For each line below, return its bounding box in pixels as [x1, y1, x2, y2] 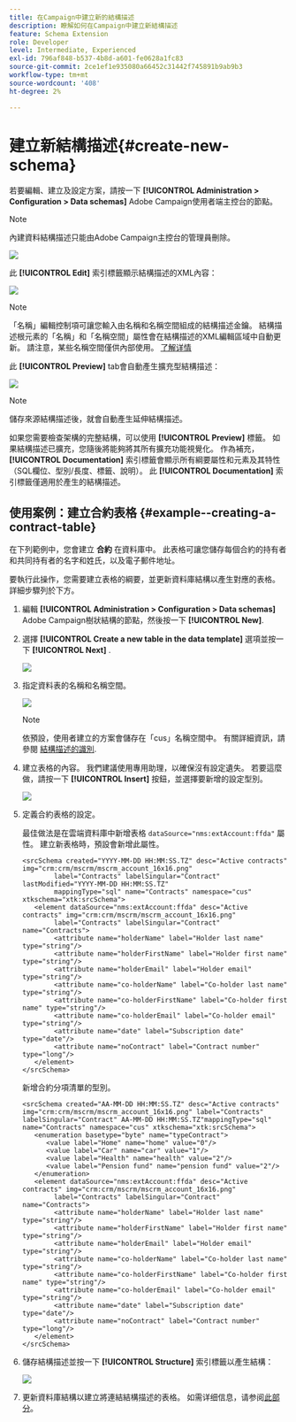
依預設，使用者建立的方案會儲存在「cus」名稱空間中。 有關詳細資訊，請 [21, 733, 285, 743]
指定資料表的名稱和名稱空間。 [21, 680, 131, 691]
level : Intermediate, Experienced [9, 46, 137, 55]
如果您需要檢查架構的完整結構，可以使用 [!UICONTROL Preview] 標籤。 [9, 433, 271, 443]
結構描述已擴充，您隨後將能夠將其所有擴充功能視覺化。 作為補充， [16, 443, 259, 454]
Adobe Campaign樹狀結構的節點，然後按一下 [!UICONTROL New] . [21, 615, 264, 626]
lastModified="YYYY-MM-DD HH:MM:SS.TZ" [21, 880, 170, 889]
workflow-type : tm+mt [9, 71, 89, 80]
